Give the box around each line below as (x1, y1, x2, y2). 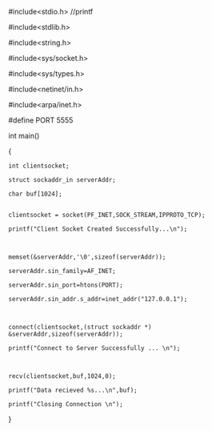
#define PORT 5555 (8, 115, 74, 125)
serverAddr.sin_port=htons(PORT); (8, 281, 124, 289)
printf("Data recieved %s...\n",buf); (8, 386, 138, 394)
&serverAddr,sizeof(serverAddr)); (8, 330, 124, 338)
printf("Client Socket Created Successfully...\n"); (8, 225, 188, 233)
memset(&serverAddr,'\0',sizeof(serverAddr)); (8, 253, 166, 261)
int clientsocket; (8, 162, 70, 170)
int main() (8, 131, 40, 140)
